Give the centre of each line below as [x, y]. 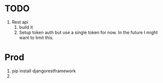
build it [26, 27]
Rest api [20, 22]
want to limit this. [36, 38]
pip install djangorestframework [44, 71]
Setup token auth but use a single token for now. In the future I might [88, 32]
